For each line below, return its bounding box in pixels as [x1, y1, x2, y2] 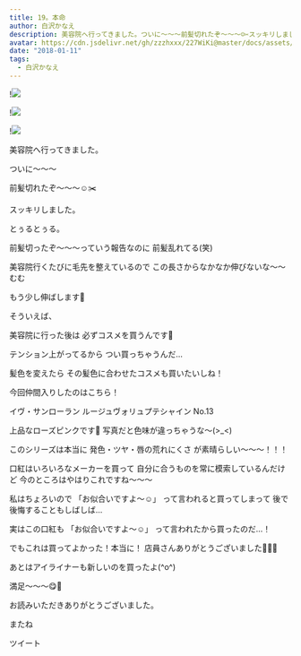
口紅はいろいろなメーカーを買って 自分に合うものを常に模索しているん [9, 462, 271, 473]
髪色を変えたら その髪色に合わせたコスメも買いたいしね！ [9, 367, 224, 378]
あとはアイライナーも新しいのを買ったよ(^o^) [9, 561, 176, 572]
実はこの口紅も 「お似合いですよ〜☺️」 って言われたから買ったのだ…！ [9, 523, 271, 534]
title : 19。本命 [9, 13, 66, 22]
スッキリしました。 [9, 203, 81, 215]
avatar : [9, 38, 39, 47]
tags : [9, 55, 30, 64]
